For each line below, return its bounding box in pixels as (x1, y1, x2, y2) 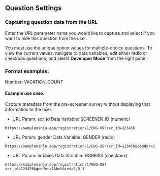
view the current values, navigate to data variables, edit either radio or (5, 50, 148, 56)
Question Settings (5, 4, 62, 12)
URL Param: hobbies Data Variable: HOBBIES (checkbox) (12, 153, 128, 159)
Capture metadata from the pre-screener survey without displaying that (5, 101, 150, 107)
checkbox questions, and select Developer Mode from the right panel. (5, 55, 148, 61)
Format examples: (5, 68, 49, 75)
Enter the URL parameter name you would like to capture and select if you (5, 30, 155, 36)
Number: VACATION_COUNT (5, 79, 64, 85)
